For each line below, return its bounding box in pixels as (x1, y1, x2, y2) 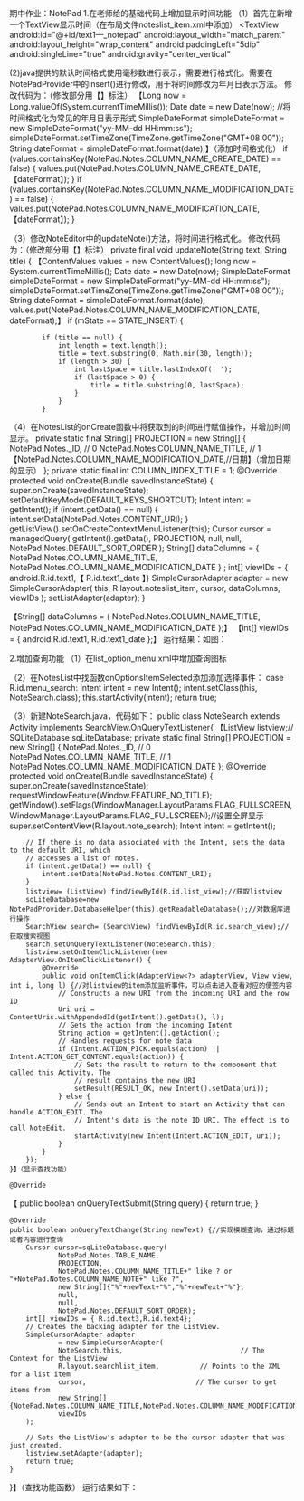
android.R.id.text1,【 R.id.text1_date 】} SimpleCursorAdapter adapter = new (9, 573, 289, 583)
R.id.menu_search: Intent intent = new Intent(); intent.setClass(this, (9, 683, 258, 693)
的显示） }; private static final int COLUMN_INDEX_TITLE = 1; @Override (9, 465, 278, 475)
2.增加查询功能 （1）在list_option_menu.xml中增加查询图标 (9, 653, 228, 664)
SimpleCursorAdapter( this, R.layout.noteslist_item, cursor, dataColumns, (9, 583, 280, 593)
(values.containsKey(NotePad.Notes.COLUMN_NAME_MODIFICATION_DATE (9, 184, 294, 195)
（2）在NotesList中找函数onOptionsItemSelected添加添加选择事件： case (9, 673, 284, 683)
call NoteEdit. (9, 1123, 67, 1133)
